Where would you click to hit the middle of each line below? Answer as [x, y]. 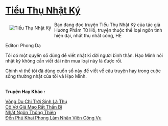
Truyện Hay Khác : [25, 91]
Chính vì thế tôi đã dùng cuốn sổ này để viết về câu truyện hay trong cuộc [83, 71]
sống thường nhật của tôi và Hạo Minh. [46, 76]
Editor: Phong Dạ [23, 45]
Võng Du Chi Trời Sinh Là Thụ [36, 101]
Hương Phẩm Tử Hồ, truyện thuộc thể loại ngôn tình [108, 30]
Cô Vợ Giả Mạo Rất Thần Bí [34, 107]
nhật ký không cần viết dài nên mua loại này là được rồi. [64, 60]
